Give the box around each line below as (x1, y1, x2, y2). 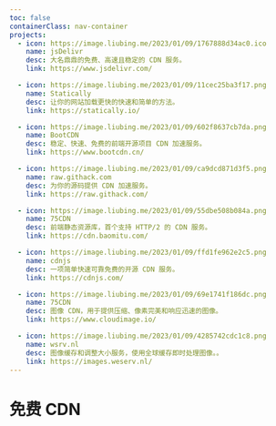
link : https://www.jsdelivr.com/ (26, 65, 153, 74)
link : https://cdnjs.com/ (26, 273, 125, 282)
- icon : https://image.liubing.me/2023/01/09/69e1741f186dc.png (17, 289, 267, 299)
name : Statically (26, 88, 92, 98)
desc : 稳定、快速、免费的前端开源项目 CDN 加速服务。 (26, 139, 207, 148)
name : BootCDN (26, 131, 79, 140)
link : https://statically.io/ (26, 106, 141, 115)
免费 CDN (9, 399, 81, 420)
